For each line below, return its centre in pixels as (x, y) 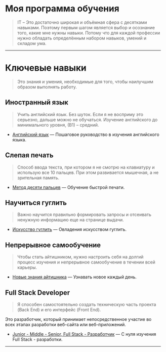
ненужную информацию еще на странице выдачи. (71, 220)
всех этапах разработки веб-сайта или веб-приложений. (65, 324)
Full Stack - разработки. (37, 339)
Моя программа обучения (62, 9)
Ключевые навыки (46, 68)
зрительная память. (38, 177)
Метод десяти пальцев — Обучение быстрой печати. (68, 187)
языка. (19, 139)
